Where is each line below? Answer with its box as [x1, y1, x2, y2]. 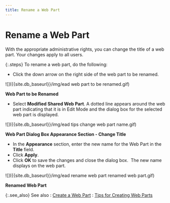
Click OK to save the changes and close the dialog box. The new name [12, 157, 162, 163]
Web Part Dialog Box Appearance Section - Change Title [5, 131, 126, 137]
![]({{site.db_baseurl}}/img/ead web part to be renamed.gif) [5, 81, 130, 87]
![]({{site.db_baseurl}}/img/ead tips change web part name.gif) [5, 121, 137, 127]
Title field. [12, 146, 35, 152]
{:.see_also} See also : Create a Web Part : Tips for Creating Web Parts [5, 192, 153, 198]
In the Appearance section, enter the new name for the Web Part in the [12, 141, 162, 147]
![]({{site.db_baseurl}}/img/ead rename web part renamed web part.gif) [5, 172, 155, 178]
